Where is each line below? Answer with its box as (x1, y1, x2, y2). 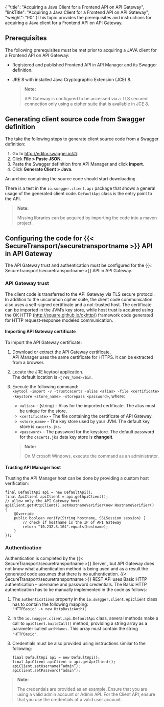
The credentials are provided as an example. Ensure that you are (17, 686, 148, 692)
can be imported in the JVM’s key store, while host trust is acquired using (5, 307, 153, 312)
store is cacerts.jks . (19, 424, 61, 429)
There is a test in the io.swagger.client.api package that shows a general (5, 185, 156, 191)
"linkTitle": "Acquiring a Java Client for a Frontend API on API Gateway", (5, 9, 149, 15)
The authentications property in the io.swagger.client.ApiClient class (12, 596, 158, 602)
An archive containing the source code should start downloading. (5, 175, 137, 181)
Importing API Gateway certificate (5, 329, 76, 335)
